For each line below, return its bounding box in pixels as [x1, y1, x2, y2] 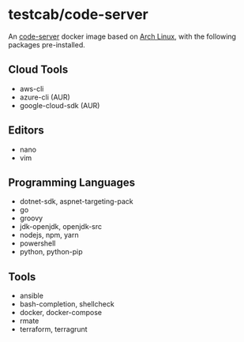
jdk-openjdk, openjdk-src [19, 222, 103, 231]
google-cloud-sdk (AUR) [19, 100, 100, 110]
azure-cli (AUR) [19, 92, 71, 102]
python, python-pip [19, 247, 83, 257]
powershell [19, 239, 56, 248]
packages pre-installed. [8, 39, 85, 49]
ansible [19, 291, 43, 301]
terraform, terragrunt [19, 325, 88, 334]
